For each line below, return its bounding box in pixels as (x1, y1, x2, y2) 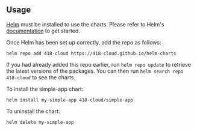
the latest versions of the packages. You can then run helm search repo (6, 67, 184, 75)
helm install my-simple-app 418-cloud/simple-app (6, 97, 134, 103)
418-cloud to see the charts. (6, 73, 76, 81)
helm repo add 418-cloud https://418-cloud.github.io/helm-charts (6, 50, 177, 56)
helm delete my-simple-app (6, 119, 74, 125)
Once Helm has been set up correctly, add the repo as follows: (6, 38, 161, 46)
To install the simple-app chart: (6, 85, 84, 93)
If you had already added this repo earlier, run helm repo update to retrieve (6, 61, 192, 68)
